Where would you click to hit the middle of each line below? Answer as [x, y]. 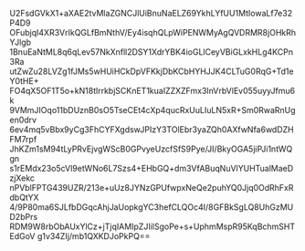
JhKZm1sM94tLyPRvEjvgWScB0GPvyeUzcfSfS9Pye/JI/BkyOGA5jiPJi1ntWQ [151, 149]
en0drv [23, 120]
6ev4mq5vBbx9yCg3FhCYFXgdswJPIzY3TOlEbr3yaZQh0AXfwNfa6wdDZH [152, 130]
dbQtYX [24, 197]
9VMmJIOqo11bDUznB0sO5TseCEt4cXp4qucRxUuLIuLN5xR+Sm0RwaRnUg [152, 110]
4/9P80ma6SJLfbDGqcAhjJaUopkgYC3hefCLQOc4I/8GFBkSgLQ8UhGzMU [152, 207]
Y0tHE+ [24, 81]
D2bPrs [24, 217]
